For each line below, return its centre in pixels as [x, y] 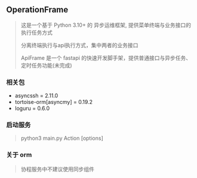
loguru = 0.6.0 [32, 108]
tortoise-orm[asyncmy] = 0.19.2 [54, 102]
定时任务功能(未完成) [47, 65]
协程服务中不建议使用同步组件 [57, 169]
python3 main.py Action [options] [62, 138]
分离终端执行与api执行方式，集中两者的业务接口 [79, 45]
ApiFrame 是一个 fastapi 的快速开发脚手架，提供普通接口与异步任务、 [106, 58]
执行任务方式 [36, 32]
